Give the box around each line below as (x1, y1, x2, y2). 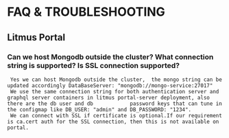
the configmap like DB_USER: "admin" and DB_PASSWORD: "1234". (7, 106, 192, 113)
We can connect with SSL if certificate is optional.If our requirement (10, 112, 223, 119)
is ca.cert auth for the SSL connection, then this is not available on (7, 118, 219, 125)
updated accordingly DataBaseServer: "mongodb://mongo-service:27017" (7, 82, 213, 89)
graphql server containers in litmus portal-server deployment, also (7, 94, 210, 101)
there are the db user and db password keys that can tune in (7, 100, 223, 107)
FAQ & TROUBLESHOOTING (7, 4, 166, 20)
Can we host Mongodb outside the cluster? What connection (7, 52, 214, 62)
